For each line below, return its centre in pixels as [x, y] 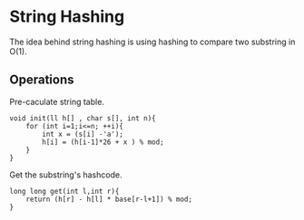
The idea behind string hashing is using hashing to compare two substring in [152, 42]
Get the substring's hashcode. [66, 175]
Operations [42, 80]
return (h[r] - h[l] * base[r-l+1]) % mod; [109, 199]
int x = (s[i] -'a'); [83, 134]
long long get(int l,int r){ [64, 191]
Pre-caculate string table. [57, 101]
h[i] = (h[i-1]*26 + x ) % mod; [103, 142]
